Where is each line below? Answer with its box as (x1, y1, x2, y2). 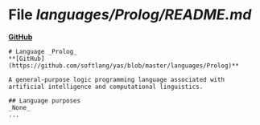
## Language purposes (8, 96, 81, 105)
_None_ (8, 103, 31, 111)
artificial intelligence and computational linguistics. (8, 83, 204, 91)
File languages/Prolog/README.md (8, 6, 252, 24)
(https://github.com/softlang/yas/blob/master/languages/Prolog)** (8, 62, 240, 70)
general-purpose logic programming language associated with (15, 75, 225, 83)
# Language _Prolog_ (8, 47, 78, 55)
